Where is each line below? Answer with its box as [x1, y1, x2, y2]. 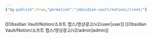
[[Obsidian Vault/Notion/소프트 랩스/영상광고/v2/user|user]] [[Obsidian [5, 21, 147, 27]
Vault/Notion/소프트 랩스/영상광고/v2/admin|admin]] [5, 27, 109, 33]
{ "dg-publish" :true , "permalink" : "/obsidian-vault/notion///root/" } [5, 7, 148, 12]
